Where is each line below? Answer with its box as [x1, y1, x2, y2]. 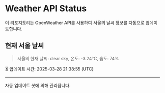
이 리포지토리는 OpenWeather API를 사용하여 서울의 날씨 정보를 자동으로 [5, 20, 145, 25]
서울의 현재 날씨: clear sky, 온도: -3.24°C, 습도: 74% [17, 55, 119, 61]
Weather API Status [5, 3, 87, 14]
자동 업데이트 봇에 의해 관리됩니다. [5, 82, 71, 88]
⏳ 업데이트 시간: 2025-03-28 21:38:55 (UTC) [5, 66, 94, 71]
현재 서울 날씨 [5, 42, 44, 50]
